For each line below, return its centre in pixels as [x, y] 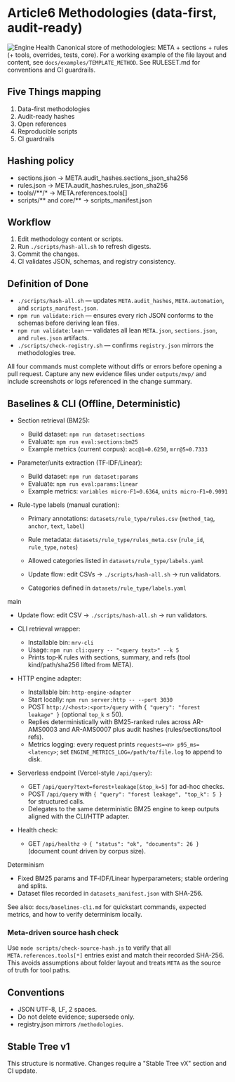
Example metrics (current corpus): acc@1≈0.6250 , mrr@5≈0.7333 [118, 449]
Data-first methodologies [54, 109]
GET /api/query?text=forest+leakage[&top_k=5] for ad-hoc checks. [126, 786]
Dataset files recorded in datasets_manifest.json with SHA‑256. [110, 893]
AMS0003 [43, 729]
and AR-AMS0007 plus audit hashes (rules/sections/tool [140, 729]
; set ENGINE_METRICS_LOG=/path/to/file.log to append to [139, 752]
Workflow [29, 222]
